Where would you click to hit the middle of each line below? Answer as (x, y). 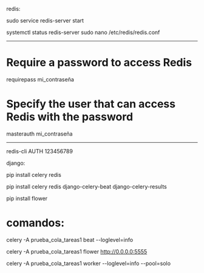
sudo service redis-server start (45, 20)
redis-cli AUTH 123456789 (39, 151)
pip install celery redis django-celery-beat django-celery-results (87, 186)
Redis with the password (70, 117)
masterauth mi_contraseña (39, 134)
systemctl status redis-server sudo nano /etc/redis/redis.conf (83, 32)
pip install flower (27, 198)
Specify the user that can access (91, 104)
